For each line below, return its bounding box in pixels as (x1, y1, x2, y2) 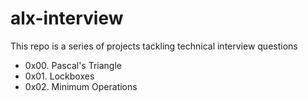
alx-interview (10, 7, 124, 30)
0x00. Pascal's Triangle (24, 59, 122, 71)
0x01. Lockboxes (24, 70, 95, 82)
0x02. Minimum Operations (24, 80, 138, 92)
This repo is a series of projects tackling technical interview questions (10, 40, 298, 52)
